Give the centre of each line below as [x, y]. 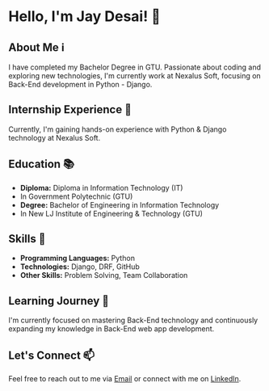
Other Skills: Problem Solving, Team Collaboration [104, 275]
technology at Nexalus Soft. [55, 137]
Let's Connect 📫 [52, 355]
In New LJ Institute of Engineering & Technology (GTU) [111, 213]
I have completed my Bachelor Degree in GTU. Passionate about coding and [134, 67]
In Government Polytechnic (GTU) [76, 196]
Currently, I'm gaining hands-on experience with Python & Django [118, 129]
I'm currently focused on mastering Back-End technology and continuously [133, 320]
